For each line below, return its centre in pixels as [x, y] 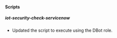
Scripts [13, 7]
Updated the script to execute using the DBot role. [62, 30]
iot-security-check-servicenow [38, 18]
